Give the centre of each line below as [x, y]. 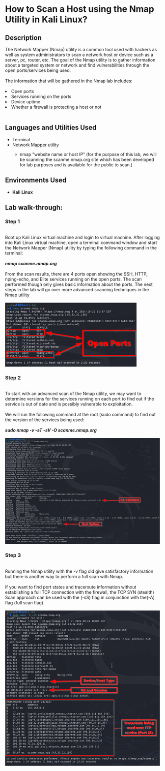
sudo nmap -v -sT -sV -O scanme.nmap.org [51, 430]
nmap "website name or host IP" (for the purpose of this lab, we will [88, 154]
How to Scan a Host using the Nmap [80, 9]
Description [23, 38]
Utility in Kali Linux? [46, 19]
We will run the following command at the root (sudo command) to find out [81, 415]
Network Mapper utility [35, 145]
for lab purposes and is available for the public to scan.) [76, 165]
